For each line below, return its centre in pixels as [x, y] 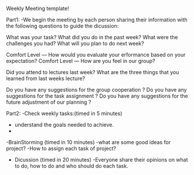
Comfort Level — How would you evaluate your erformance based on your [96, 55]
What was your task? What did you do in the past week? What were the [92, 37]
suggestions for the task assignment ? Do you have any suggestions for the [97, 96]
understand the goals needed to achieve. [64, 125]
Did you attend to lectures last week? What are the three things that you [93, 72]
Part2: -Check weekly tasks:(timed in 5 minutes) [64, 113]
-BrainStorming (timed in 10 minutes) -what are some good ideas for [89, 142]
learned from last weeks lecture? [46, 78]
